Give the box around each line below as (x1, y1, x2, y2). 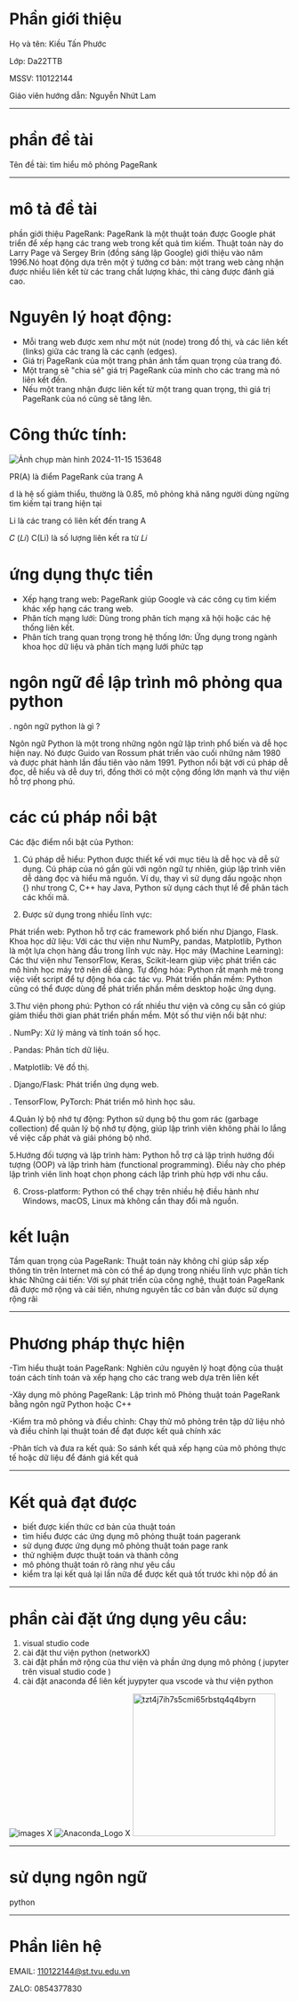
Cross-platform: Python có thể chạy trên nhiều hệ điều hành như (21, 1185, 260, 1196)
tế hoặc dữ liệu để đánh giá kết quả (9, 1453, 139, 1464)
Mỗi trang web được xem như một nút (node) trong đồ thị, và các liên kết (21, 336, 288, 347)
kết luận (9, 1226, 69, 1247)
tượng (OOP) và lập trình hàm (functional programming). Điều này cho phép (9, 1159, 287, 1169)
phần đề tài (9, 130, 93, 151)
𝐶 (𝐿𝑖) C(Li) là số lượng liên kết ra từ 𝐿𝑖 (9, 532, 148, 543)
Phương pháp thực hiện (9, 1333, 185, 1354)
